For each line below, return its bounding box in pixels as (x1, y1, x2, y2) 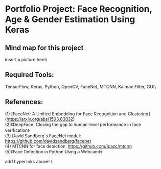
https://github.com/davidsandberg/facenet (5, 138, 92, 144)
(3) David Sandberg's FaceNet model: (5, 133, 81, 139)
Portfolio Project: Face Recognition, (5, 3, 153, 15)
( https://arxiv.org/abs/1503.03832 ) (5, 116, 75, 122)
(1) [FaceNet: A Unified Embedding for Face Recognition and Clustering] (5, 111, 150, 117)
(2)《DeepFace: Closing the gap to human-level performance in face (5, 121, 141, 127)
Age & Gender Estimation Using (5, 14, 136, 25)
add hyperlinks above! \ (5, 158, 53, 164)
